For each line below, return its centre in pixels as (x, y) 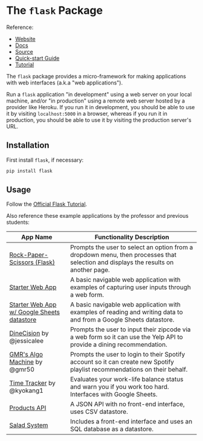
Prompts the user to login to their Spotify (128, 355)
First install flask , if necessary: (45, 160)
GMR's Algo (26, 355)
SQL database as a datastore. (112, 429)
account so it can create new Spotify (122, 362)
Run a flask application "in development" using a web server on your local (99, 94)
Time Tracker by (32, 383)
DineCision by (29, 334)
